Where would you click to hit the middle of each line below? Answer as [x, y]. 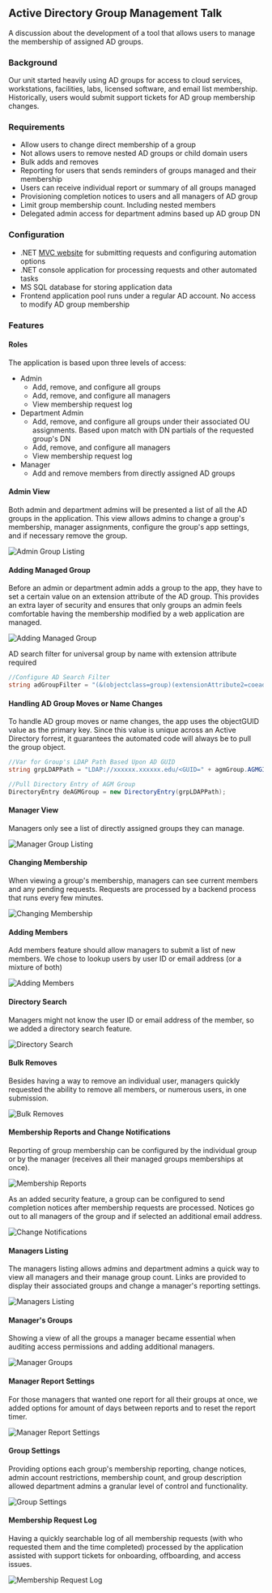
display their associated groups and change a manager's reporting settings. [135, 1286]
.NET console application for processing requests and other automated [138, 269]
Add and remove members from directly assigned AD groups [134, 473]
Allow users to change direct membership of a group [108, 144]
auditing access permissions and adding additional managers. [112, 1347]
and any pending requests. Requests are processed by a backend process [132, 889]
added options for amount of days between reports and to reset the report [132, 1408]
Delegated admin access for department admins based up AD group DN [140, 213]
